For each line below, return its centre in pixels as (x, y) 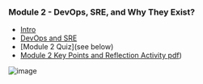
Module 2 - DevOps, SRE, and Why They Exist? (102, 12)
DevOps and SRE (49, 38)
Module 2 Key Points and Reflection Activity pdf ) (101, 56)
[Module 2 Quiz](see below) (67, 47)
